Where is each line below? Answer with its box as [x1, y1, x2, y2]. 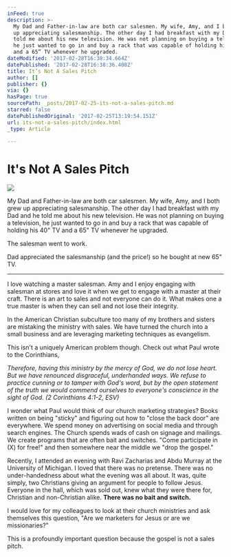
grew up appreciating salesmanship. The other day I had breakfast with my [7, 204, 219, 212]
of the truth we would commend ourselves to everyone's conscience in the [7, 386, 219, 394]
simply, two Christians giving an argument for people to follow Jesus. [7, 478, 203, 487]
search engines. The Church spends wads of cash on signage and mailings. [7, 429, 222, 437]
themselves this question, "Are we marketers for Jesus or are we [7, 514, 190, 523]
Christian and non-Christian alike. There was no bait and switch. [7, 494, 191, 502]
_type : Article [7, 125, 51, 132]
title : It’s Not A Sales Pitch [7, 68, 97, 74]
